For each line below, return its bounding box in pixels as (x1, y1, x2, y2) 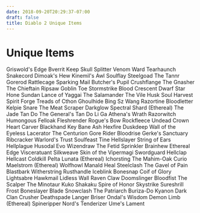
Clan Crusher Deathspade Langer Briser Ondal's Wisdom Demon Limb (6, 194, 181, 201)
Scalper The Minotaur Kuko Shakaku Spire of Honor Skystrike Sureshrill (6, 181, 184, 188)
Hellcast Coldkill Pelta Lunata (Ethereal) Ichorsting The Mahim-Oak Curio (6, 155, 187, 162)
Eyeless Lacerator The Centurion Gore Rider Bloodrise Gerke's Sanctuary (6, 130, 189, 137)
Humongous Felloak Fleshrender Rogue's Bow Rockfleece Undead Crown (6, 117, 189, 124)
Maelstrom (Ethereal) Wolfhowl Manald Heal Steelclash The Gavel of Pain (6, 162, 189, 169)
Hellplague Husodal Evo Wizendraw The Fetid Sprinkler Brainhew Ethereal (6, 143, 190, 150)
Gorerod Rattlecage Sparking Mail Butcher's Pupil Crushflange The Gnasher (6, 79, 195, 86)
